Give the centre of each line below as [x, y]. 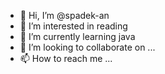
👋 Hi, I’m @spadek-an [64, 15]
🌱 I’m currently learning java [77, 36]
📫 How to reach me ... [66, 58]
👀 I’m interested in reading [73, 26]
